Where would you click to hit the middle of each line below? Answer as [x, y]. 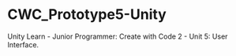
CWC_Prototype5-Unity [87, 15]
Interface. [23, 44]
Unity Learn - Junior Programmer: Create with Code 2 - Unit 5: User [118, 36]
